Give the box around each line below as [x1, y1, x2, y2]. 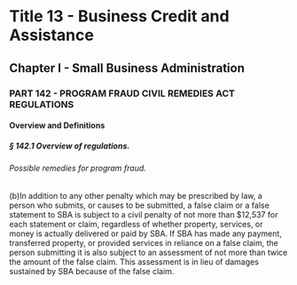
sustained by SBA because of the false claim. [9, 265, 175, 276]
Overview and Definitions [9, 120, 106, 131]
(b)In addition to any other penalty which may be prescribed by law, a [9, 190, 263, 201]
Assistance [9, 25, 95, 45]
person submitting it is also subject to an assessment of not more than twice [9, 247, 288, 257]
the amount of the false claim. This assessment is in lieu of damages [9, 256, 260, 267]
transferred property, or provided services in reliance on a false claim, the [9, 237, 279, 248]
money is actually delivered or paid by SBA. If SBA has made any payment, [9, 228, 282, 239]
